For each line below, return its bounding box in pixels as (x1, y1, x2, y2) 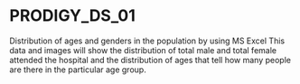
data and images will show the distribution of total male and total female (9, 44, 277, 55)
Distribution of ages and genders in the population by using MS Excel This (9, 35, 286, 46)
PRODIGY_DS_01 (9, 5, 136, 26)
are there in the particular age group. (9, 64, 146, 75)
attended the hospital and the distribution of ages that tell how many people (9, 54, 292, 65)
